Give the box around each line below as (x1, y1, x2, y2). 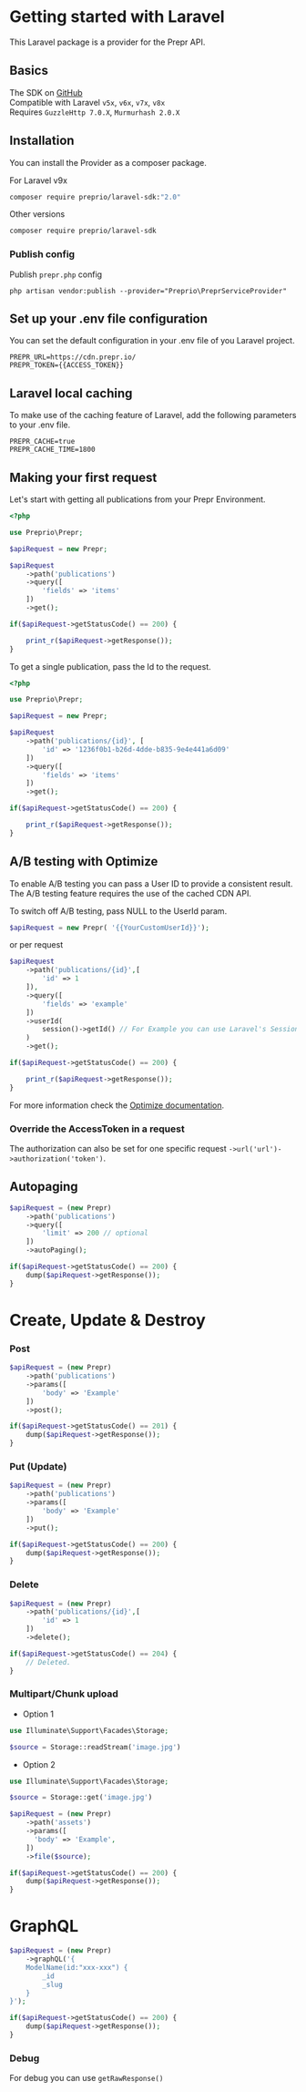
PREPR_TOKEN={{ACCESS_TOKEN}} (9, 361, 125, 370)
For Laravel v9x (9, 175, 68, 186)
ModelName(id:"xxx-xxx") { (25, 1963, 128, 1972)
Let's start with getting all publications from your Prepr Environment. (9, 494, 266, 505)
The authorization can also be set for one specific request (9, 1143, 228, 1154)
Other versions (9, 209, 66, 220)
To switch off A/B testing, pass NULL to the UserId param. (9, 905, 228, 917)
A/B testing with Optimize (9, 854, 158, 869)
